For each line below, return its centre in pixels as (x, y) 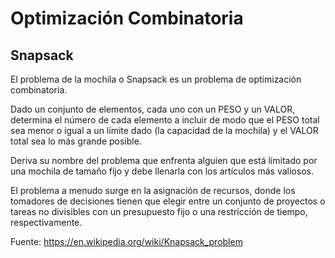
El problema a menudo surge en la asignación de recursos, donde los (153, 190)
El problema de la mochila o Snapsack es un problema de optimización (156, 79)
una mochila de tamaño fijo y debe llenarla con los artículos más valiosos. (162, 171)
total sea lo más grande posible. (76, 141)
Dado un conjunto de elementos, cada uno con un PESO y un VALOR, (153, 109)
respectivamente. (46, 222)
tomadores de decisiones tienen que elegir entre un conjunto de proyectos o (168, 201)
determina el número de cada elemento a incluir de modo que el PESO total (165, 120)
